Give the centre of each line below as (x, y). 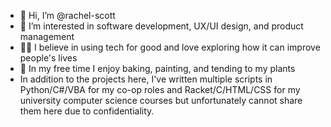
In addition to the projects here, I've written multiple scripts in (146, 79)
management (47, 36)
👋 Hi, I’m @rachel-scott (67, 15)
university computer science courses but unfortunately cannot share (161, 100)
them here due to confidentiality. (87, 111)
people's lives (48, 58)
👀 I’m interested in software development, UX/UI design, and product (161, 26)
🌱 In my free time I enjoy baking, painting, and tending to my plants (157, 68)
